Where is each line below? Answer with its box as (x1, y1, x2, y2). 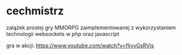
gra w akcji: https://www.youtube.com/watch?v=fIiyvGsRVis (6, 42, 154, 49)
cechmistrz (6, 4, 64, 18)
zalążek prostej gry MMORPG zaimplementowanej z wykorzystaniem (6, 24, 177, 31)
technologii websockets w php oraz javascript (6, 30, 120, 37)
